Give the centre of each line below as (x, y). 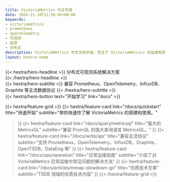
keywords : (16, 19)
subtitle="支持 (32, 142)
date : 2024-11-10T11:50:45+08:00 (40, 15)
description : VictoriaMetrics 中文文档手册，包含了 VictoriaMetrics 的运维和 (84, 52)
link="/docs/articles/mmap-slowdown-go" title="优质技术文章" (94, 168)
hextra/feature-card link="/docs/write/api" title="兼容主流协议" (83, 136)
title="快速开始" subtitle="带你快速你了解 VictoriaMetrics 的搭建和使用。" (81, 113)
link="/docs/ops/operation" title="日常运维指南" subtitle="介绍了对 (87, 155)
